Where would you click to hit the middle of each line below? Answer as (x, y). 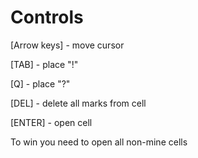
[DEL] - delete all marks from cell (78, 103)
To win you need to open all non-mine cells (99, 142)
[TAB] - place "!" (44, 64)
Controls (47, 17)
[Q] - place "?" (40, 83)
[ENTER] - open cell (51, 122)
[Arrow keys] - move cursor (67, 45)
